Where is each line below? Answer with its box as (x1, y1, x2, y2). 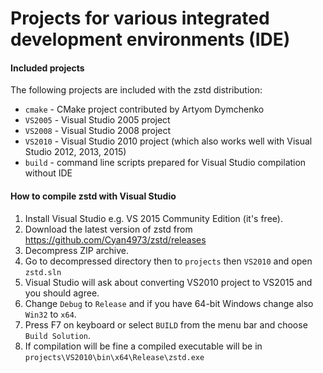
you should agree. (24, 287, 100, 299)
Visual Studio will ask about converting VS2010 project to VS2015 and (24, 276, 313, 288)
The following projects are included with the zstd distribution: (10, 84, 263, 96)
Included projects (10, 62, 85, 74)
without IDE (24, 167, 73, 179)
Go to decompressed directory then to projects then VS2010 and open (24, 255, 313, 267)
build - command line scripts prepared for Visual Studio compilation (24, 157, 307, 169)
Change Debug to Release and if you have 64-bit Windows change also (24, 297, 314, 309)
